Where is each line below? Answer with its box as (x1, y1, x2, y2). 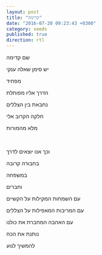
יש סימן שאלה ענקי (6, 66, 49, 73)
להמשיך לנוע (6, 242, 35, 249)
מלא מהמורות (6, 124, 38, 131)
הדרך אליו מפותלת (6, 89, 49, 96)
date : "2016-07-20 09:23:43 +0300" (6, 20, 97, 26)
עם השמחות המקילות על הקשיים (6, 195, 81, 202)
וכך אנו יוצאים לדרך (6, 148, 50, 155)
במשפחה (6, 171, 27, 178)
